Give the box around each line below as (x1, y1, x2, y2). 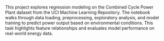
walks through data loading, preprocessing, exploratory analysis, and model (5, 15, 159, 20)
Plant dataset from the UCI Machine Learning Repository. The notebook (5, 9, 150, 15)
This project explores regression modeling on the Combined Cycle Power (5, 4, 154, 10)
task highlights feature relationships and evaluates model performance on (5, 25, 155, 31)
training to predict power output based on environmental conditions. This (5, 20, 154, 26)
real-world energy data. (5, 31, 53, 36)
